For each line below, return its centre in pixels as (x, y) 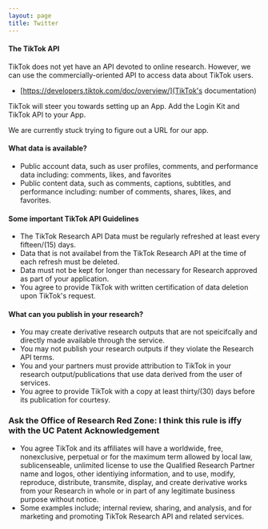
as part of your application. (64, 279)
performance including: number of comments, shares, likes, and (126, 191)
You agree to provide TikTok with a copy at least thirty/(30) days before (137, 391)
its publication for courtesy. (65, 400)
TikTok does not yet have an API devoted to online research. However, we (130, 66)
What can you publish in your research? (76, 314)
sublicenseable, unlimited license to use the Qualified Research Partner (137, 465)
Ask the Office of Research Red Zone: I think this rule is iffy (125, 421)
